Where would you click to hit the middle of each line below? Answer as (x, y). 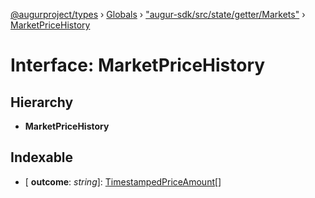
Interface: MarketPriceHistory (138, 65)
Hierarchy (42, 102)
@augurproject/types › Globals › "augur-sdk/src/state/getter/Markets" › (158, 14)
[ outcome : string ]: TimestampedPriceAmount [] (123, 181)
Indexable (42, 157)
